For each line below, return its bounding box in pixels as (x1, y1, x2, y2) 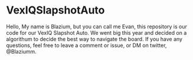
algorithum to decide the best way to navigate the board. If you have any (6, 35, 183, 42)
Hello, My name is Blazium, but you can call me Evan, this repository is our (6, 23, 187, 30)
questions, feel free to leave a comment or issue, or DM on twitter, (6, 42, 167, 49)
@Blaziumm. (6, 48, 37, 55)
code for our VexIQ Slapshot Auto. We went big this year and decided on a (6, 29, 187, 36)
